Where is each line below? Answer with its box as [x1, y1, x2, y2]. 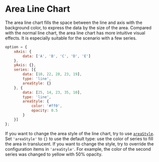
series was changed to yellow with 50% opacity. [5, 151, 103, 157]
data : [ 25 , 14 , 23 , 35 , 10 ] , [23, 90, 82, 95]
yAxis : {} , [14, 62, 36, 68]
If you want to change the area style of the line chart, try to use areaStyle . [5, 130, 155, 136]
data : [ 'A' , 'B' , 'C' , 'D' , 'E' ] [23, 54, 91, 59]
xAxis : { [14, 49, 32, 54]
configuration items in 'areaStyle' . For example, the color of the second [5, 146, 151, 152]
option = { [5, 44, 27, 49]
